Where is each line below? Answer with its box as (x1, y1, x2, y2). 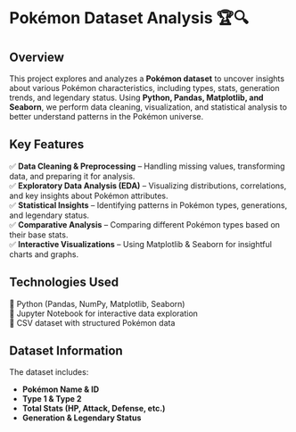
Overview (9, 49, 65, 64)
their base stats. (9, 229, 69, 240)
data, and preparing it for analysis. (9, 170, 136, 181)
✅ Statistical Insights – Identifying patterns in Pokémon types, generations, (9, 199, 288, 211)
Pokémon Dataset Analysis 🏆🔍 (9, 8, 250, 29)
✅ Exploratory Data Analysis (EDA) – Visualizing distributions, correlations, (9, 180, 287, 191)
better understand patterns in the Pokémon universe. (9, 112, 203, 121)
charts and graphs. (9, 248, 79, 260)
